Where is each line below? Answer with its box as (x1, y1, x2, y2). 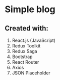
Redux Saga (12, 48, 37, 54)
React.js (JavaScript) (12, 37, 56, 43)
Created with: (5, 24, 49, 33)
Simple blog (5, 4, 56, 15)
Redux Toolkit (12, 43, 41, 49)
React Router (12, 59, 39, 65)
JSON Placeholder (12, 70, 51, 76)
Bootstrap (12, 54, 33, 60)
